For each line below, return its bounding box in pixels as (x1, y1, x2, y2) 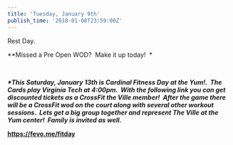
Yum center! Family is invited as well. (7, 115, 122, 124)
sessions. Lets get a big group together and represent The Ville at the (7, 108, 219, 117)
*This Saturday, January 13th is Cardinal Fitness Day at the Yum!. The (7, 77, 222, 86)
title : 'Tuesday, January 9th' (7, 10, 100, 18)
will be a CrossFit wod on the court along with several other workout (7, 100, 214, 109)
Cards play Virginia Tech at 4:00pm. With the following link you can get (7, 85, 226, 94)
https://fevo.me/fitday (7, 129, 76, 138)
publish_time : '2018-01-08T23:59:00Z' (7, 17, 123, 24)
